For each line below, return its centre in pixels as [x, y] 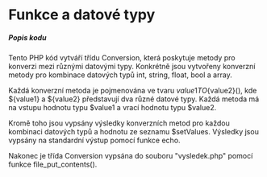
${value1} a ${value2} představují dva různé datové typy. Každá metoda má [134, 99]
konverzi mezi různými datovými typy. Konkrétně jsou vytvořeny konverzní [132, 67]
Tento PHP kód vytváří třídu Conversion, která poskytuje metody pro [122, 58]
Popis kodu [27, 37]
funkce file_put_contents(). [53, 165]
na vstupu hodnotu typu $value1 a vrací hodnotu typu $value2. [113, 108]
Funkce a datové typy [82, 15]
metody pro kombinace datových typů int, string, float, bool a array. [120, 75]
